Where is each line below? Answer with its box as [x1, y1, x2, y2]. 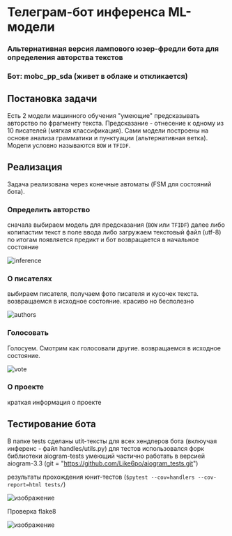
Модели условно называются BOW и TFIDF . [7, 141, 131, 149]
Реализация [7, 161, 63, 173]
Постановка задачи [7, 93, 98, 105]
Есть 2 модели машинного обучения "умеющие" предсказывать [7, 111, 200, 119]
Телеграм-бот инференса [7, 4, 166, 20]
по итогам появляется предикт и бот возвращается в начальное [7, 235, 199, 244]
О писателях [7, 274, 52, 283]
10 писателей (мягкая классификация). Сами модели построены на [7, 126, 209, 135]
